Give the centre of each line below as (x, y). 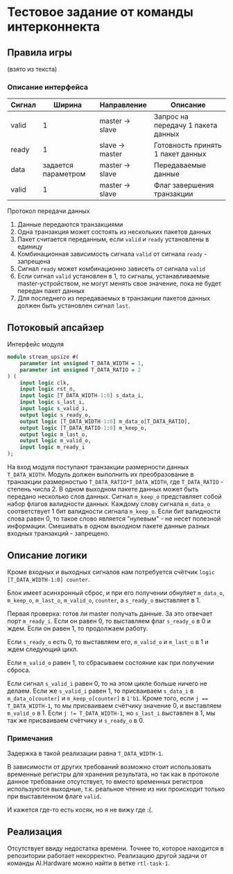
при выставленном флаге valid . (54, 796)
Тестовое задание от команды (101, 12)
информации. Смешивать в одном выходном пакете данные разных (109, 526)
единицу (30, 246)
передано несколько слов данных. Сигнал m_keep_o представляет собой (114, 496)
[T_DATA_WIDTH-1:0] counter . (49, 579)
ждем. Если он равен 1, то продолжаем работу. (78, 628)
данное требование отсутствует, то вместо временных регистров (105, 782)
